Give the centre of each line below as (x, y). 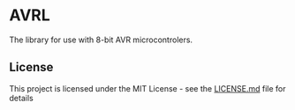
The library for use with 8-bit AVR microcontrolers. (101, 40)
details (21, 98)
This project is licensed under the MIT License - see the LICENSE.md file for (147, 88)
